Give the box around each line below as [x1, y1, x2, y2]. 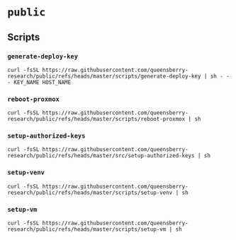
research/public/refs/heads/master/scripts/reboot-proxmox [7, 116, 186, 123]
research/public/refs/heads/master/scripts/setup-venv [7, 189, 173, 196]
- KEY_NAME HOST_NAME [7, 78, 72, 86]
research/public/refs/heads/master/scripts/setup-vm [7, 226, 167, 233]
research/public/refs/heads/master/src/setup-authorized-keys [7, 152, 195, 160]
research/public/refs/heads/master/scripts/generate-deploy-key [7, 73, 201, 80]
